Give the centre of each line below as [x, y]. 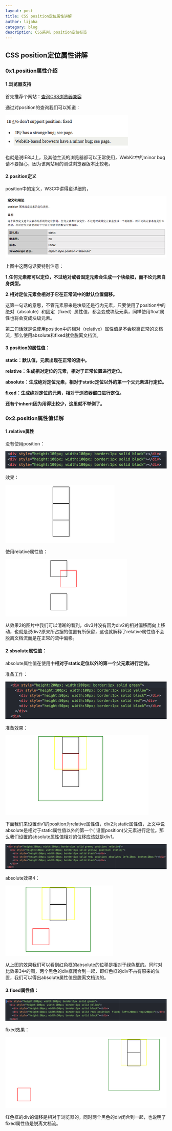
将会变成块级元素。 [34, 318]
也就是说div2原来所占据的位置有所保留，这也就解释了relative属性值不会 [89, 632]
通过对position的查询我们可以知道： [43, 107]
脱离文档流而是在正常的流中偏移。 [41, 638]
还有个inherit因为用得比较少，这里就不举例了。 [55, 403]
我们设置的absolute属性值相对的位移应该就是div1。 [63, 837]
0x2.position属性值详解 [35, 418]
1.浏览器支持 [18, 84]
